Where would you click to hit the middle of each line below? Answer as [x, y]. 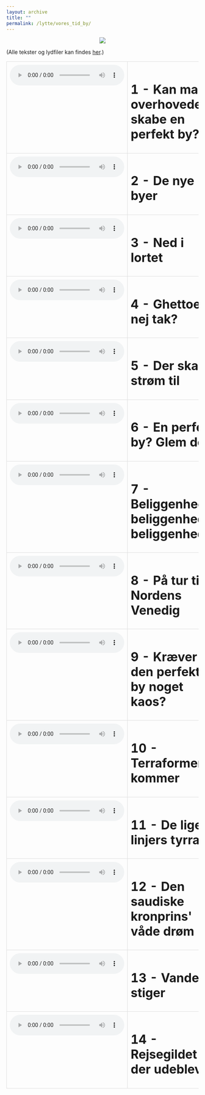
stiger [148, 993]
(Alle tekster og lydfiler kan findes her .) [55, 52]
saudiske [158, 901]
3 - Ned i [157, 243]
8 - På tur [160, 580]
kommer [155, 778]
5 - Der [153, 366]
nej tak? [154, 319]
